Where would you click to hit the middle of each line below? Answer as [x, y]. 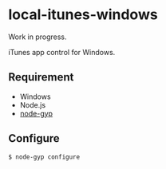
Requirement [41, 77]
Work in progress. [38, 37]
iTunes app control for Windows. [62, 52]
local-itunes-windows [83, 15]
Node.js [33, 104]
